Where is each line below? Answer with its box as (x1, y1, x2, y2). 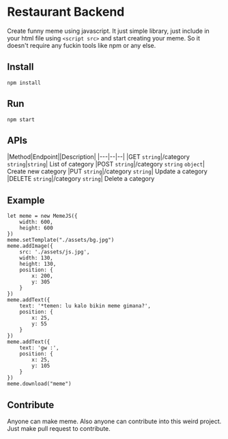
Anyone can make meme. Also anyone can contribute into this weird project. (7, 417, 222, 425)
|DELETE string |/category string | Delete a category (7, 175, 155, 183)
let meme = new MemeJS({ (7, 213, 78, 220)
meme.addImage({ (7, 242, 53, 250)
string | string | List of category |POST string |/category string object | (7, 160, 205, 168)
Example (7, 195, 45, 206)
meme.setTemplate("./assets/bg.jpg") (7, 237, 115, 244)
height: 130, (19, 261, 57, 268)
